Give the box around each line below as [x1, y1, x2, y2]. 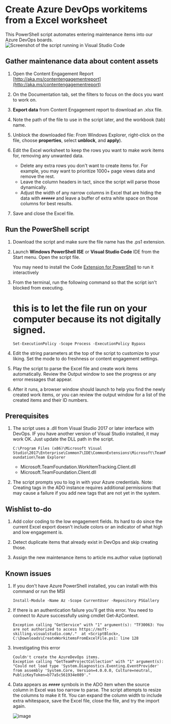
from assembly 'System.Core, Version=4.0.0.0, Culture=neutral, [12, 668, 153, 673]
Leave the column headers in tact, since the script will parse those [20, 179, 160, 185]
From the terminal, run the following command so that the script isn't [12, 279, 157, 285]
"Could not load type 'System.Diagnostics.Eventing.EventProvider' [12, 663, 159, 668]
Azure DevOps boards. [5, 37, 54, 43]
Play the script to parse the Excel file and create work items [12, 365, 138, 371]
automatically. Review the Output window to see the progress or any [12, 371, 157, 377]
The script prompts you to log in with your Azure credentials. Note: [12, 479, 153, 486]
